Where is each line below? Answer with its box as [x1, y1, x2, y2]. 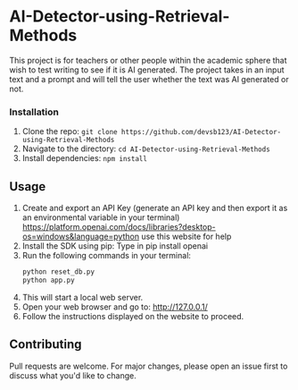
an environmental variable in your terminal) [21, 212, 180, 223]
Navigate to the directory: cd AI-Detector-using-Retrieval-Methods [21, 143, 270, 154]
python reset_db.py [21, 267, 95, 276]
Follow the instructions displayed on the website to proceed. [21, 310, 244, 321]
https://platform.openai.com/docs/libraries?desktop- [21, 222, 216, 233]
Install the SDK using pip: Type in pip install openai [21, 241, 208, 251]
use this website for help [141, 231, 232, 242]
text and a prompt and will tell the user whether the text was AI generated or [9, 73, 289, 84]
